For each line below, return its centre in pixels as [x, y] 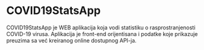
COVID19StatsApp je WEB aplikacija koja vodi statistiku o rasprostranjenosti [101, 27]
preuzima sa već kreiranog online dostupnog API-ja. [72, 40]
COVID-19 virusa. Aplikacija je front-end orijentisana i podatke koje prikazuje [102, 34]
